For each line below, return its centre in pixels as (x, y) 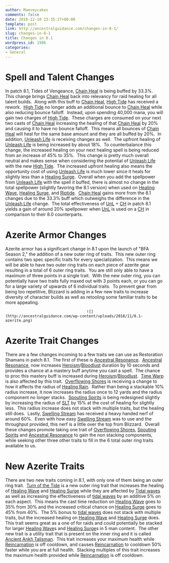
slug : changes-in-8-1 (28, 33)
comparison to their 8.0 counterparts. (44, 215)
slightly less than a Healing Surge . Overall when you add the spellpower (80, 177)
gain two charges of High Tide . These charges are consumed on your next (83, 118)
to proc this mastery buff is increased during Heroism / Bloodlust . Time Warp (84, 376)
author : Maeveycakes (27, 10)
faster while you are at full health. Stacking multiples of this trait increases (83, 550)
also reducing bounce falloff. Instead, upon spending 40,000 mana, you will (84, 113)
